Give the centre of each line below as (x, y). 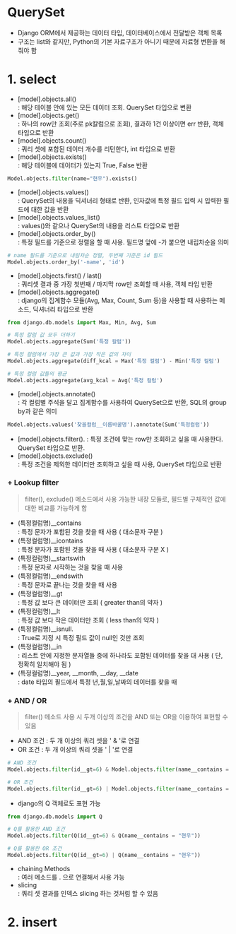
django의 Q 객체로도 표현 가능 (59, 803)
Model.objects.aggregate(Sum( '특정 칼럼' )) (70, 342)
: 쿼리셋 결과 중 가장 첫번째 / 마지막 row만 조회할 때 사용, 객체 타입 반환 (115, 284)
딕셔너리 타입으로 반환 (63, 309)
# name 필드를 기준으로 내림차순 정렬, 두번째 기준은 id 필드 (85, 255)
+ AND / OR (27, 700)
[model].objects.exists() (52, 157)
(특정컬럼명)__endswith (50, 576)
